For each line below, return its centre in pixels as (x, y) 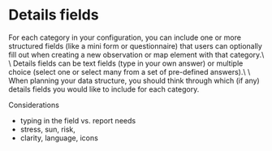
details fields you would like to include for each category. (104, 89)
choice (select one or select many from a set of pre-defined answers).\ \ (130, 71)
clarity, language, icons (59, 138)
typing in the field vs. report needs (78, 120)
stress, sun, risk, (47, 129)
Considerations (34, 105)
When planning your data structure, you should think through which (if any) (134, 80)
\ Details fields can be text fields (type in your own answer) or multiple (126, 63)
